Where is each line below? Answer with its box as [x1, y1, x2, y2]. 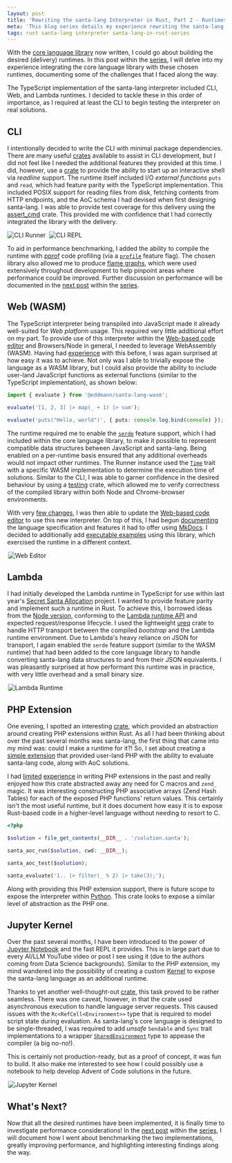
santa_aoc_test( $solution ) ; [7, 860, 88, 867]
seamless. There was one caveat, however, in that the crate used [7, 995, 192, 1003]
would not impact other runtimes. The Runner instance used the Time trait [7, 458, 216, 466]
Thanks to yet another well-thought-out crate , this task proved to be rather [7, 987, 220, 996]
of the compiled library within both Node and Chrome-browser [7, 488, 185, 496]
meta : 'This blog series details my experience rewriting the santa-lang [7, 23, 224, 30]
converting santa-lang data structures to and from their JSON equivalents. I [7, 656, 222, 664]
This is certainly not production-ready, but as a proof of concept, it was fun [7, 1052, 222, 1061]
